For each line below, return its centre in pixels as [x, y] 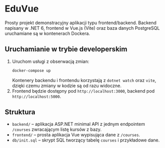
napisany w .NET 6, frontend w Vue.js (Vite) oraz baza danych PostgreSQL [82, 28]
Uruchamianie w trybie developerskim [66, 49]
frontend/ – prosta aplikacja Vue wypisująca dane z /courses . [76, 135]
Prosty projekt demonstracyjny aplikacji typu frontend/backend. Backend [81, 23]
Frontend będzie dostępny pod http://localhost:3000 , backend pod [83, 91]
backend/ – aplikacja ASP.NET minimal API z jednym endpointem [78, 124]
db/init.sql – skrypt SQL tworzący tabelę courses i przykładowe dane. [86, 140]
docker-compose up [31, 70]
